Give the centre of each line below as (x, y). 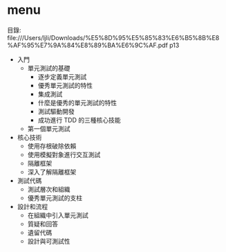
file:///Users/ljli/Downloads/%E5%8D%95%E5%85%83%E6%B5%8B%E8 (113, 37)
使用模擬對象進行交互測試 (64, 154)
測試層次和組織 (49, 189)
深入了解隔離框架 (52, 172)
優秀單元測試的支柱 (55, 198)
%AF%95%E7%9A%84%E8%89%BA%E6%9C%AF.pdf (87, 45)
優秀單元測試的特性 (65, 85)
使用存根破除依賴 (52, 146)
